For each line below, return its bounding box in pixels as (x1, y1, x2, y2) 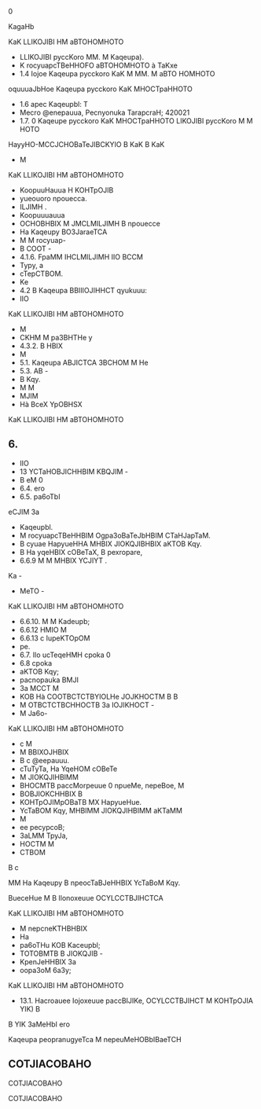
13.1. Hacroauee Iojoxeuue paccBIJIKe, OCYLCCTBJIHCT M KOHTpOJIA (19, 996, 254, 1005)
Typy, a (19, 261, 44, 270)
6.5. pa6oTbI (19, 491, 61, 501)
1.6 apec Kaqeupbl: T (19, 100, 89, 108)
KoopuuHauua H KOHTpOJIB (19, 185, 114, 195)
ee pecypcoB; (19, 822, 65, 832)
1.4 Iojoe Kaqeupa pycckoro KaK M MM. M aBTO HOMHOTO (19, 69, 215, 78)
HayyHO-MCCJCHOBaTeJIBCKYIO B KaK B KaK (8, 140, 165, 149)
